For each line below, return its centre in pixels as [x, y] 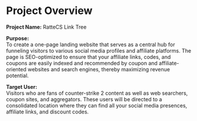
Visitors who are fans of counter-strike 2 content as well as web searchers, [97, 93]
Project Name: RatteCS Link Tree [46, 27]
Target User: [22, 87]
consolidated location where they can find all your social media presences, [97, 105]
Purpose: [18, 38]
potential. [18, 75]
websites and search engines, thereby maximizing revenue [99, 69]
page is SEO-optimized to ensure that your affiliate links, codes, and [89, 57]
